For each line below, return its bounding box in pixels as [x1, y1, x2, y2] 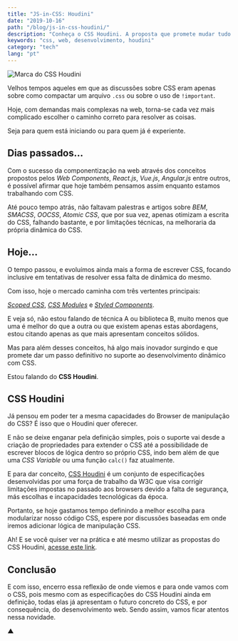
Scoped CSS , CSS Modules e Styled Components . [7, 301, 155, 309]
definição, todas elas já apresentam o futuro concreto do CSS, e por [7, 597, 208, 607]
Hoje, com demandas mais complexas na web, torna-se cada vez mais [7, 105, 215, 113]
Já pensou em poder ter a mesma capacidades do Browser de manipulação [7, 412, 230, 420]
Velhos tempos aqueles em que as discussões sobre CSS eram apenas [7, 84, 216, 92]
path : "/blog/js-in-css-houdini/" [7, 24, 110, 31]
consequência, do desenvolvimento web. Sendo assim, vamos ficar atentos [7, 605, 229, 614]
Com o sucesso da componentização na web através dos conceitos [7, 166, 207, 175]
